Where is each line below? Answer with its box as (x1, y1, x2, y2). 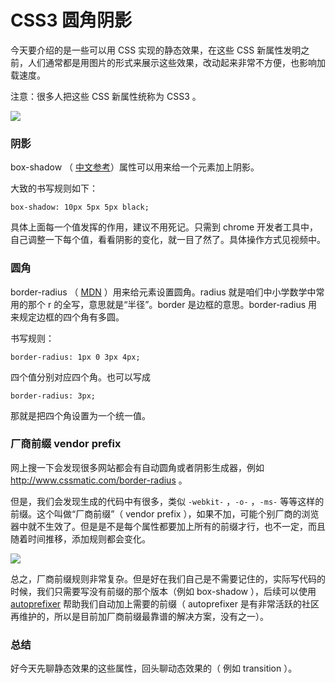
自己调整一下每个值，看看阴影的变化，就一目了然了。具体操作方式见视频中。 (10, 234, 326, 246)
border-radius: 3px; (10, 391, 97, 401)
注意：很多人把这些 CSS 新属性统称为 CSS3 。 (10, 90, 202, 102)
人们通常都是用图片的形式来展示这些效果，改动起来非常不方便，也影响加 (27, 56, 326, 68)
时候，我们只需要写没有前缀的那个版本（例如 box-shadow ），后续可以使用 (10, 585, 317, 597)
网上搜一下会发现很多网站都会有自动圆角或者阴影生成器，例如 (10, 461, 265, 473)
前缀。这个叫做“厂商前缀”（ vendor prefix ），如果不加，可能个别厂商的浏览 (10, 507, 320, 520)
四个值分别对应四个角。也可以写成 (10, 371, 151, 383)
